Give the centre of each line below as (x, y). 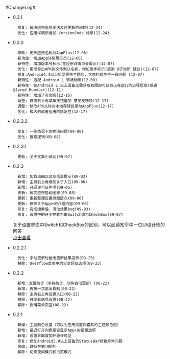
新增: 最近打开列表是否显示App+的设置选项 (57, 330)
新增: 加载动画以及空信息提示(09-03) (53, 176)
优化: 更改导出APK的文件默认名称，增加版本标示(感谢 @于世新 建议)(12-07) (88, 69)
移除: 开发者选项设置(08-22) (45, 300)
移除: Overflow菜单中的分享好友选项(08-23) (60, 263)
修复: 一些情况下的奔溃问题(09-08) (51, 131)
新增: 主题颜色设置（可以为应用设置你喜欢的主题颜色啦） (69, 325)
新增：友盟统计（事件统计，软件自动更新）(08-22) (64, 283)
